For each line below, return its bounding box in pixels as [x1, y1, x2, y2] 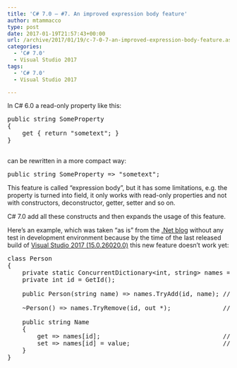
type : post [7, 23, 39, 30]
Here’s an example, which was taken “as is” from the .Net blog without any [7, 226, 224, 235]
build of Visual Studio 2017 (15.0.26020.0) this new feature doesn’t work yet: [7, 241, 229, 249]
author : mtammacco [7, 17, 61, 24]
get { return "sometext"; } [22, 129, 119, 138]
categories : [7, 43, 42, 50]
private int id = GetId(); [22, 276, 116, 284]
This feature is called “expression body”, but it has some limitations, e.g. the [7, 184, 228, 192]
